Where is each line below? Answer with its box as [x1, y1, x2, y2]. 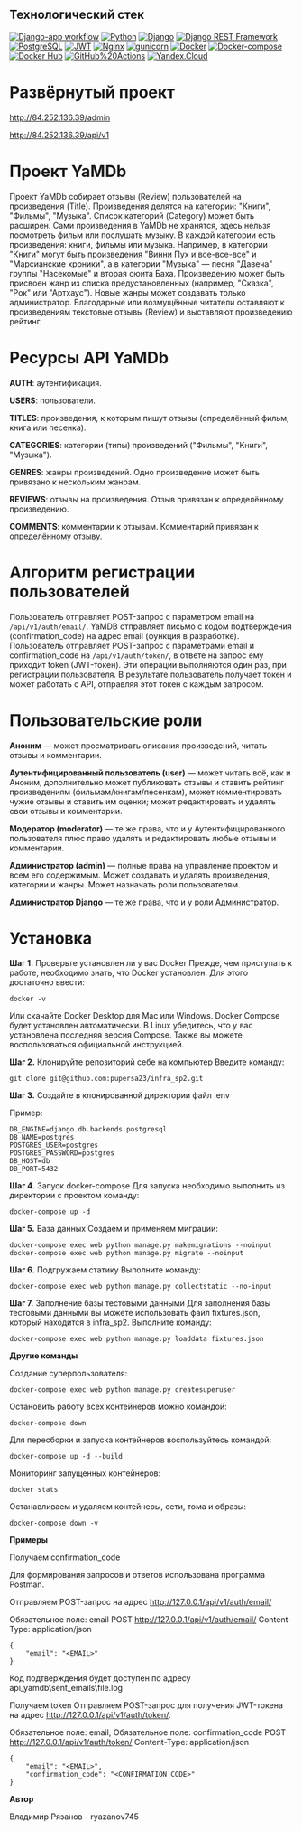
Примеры [9, 1535, 48, 1545]
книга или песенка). [9, 422, 87, 433]
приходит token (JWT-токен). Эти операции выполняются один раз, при [9, 659, 287, 670]
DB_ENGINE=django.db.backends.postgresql [9, 1125, 168, 1134]
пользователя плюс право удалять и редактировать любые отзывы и [9, 832, 277, 843]
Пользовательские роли [9, 709, 203, 730]
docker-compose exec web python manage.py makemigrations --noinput [9, 1241, 272, 1250]
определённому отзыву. [9, 531, 103, 541]
